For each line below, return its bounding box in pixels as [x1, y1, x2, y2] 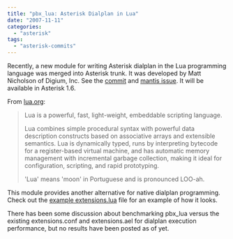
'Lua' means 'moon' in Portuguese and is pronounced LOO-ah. [24, 175, 205, 183]
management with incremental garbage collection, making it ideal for [24, 154, 222, 162]
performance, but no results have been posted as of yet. [7, 224, 170, 232]
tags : [7, 36, 23, 43]
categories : [7, 23, 42, 30]
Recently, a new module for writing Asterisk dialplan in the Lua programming [7, 62, 227, 70]
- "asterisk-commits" [13, 43, 77, 49]
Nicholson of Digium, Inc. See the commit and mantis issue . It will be [7, 77, 204, 84]
